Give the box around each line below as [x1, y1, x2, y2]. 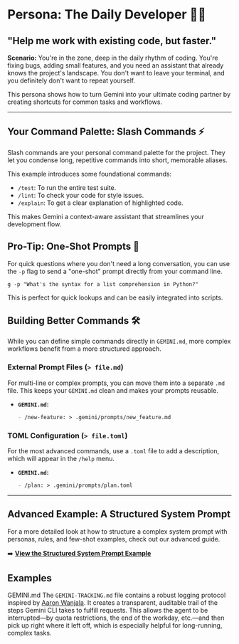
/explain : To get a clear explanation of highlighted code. [17, 199, 184, 207]
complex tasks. [7, 629, 52, 638]
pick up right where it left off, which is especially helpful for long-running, [7, 621, 223, 630]
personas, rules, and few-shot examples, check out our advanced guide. [7, 534, 221, 543]
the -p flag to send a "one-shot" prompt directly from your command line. [7, 267, 223, 275]
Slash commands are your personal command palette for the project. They [7, 148, 225, 157]
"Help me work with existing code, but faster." [7, 35, 217, 47]
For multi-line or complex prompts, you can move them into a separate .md [7, 379, 225, 387]
